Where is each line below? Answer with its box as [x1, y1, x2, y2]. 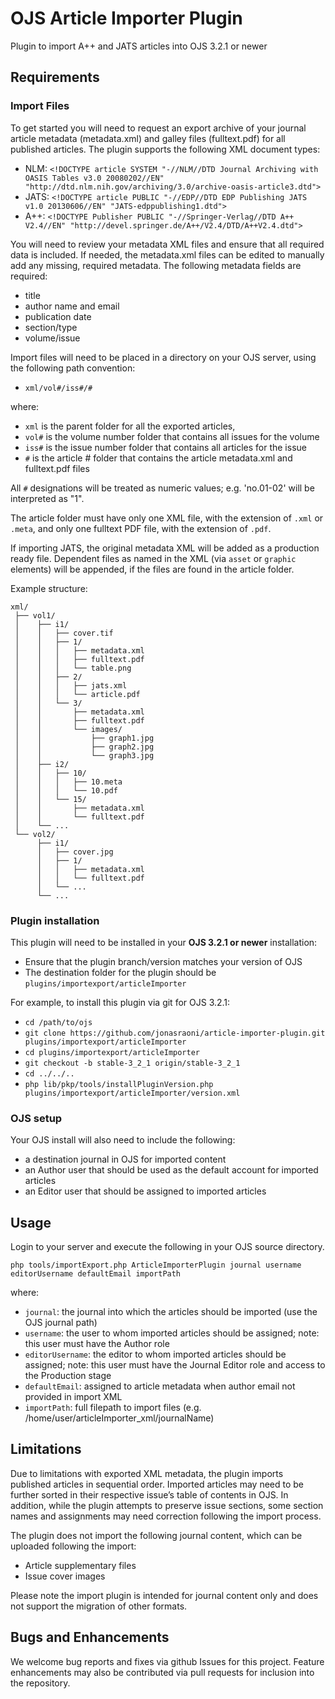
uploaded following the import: [10, 1540, 137, 1552]
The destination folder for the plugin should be [24, 966, 217, 978]
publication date [24, 310, 92, 322]
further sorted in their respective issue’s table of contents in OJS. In [10, 1488, 289, 1501]
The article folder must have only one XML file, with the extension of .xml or [10, 512, 324, 524]
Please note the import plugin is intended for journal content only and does [10, 1589, 319, 1601]
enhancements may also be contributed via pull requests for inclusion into [10, 1666, 315, 1678]
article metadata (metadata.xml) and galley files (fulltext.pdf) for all [10, 132, 286, 144]
